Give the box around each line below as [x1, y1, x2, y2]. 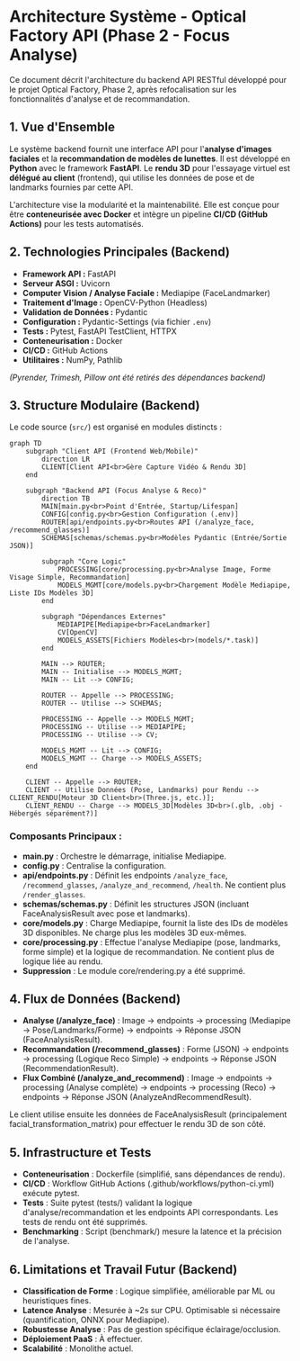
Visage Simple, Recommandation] [9, 573, 130, 582]
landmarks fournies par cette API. [9, 182, 134, 193]
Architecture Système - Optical [9, 6, 247, 27]
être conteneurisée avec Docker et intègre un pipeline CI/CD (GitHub [9, 209, 268, 220]
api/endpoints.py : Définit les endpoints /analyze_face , [22, 870, 228, 880]
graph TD [9, 439, 42, 448]
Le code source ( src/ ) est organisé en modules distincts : [9, 421, 223, 433]
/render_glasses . [22, 888, 86, 899]
